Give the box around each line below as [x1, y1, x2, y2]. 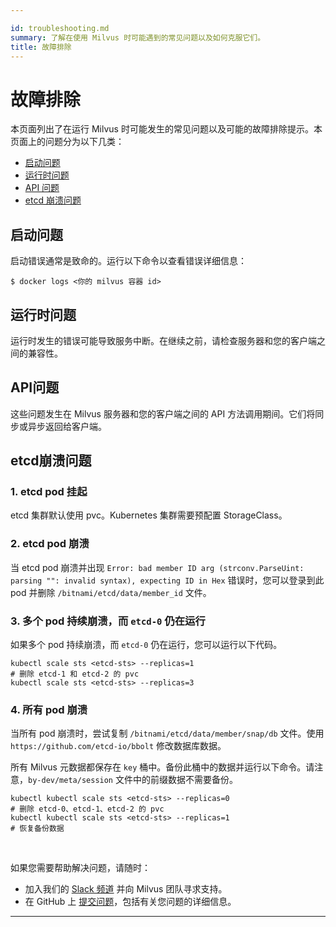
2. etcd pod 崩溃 [10, 537, 90, 551]
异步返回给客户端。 [27, 420, 107, 432]
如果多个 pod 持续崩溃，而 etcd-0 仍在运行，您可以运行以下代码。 [10, 639, 283, 651]
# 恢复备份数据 [10, 824, 65, 834]
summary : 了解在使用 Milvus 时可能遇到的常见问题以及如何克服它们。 [10, 32, 266, 43]
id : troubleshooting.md [10, 23, 110, 33]
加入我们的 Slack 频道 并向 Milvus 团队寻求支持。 [24, 883, 228, 895]
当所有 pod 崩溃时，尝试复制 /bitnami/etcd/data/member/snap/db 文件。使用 [10, 727, 325, 740]
